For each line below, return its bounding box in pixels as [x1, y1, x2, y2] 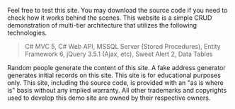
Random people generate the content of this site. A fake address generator [7, 64, 226, 71]
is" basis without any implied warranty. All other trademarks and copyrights [7, 86, 227, 94]
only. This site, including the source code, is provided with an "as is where [7, 79, 224, 87]
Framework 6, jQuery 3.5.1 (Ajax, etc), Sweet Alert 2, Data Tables [24, 50, 213, 58]
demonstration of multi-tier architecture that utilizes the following [7, 21, 197, 29]
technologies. [7, 28, 47, 37]
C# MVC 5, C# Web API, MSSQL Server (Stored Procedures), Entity [24, 42, 221, 50]
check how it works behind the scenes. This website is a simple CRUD [7, 13, 212, 22]
